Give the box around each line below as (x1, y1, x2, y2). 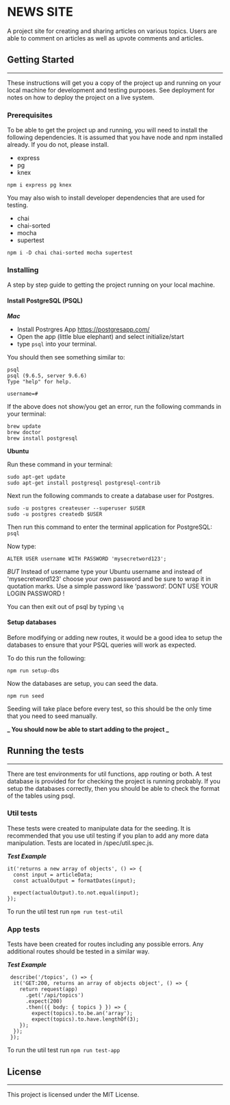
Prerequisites (7, 110, 53, 120)
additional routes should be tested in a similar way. (7, 947, 150, 955)
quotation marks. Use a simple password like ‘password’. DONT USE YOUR (7, 582, 218, 590)
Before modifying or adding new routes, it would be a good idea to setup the (7, 633, 222, 641)
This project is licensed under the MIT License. (7, 1090, 140, 1098)
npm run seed (7, 692, 44, 700)
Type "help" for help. (7, 378, 72, 385)
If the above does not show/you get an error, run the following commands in (7, 402, 222, 410)
